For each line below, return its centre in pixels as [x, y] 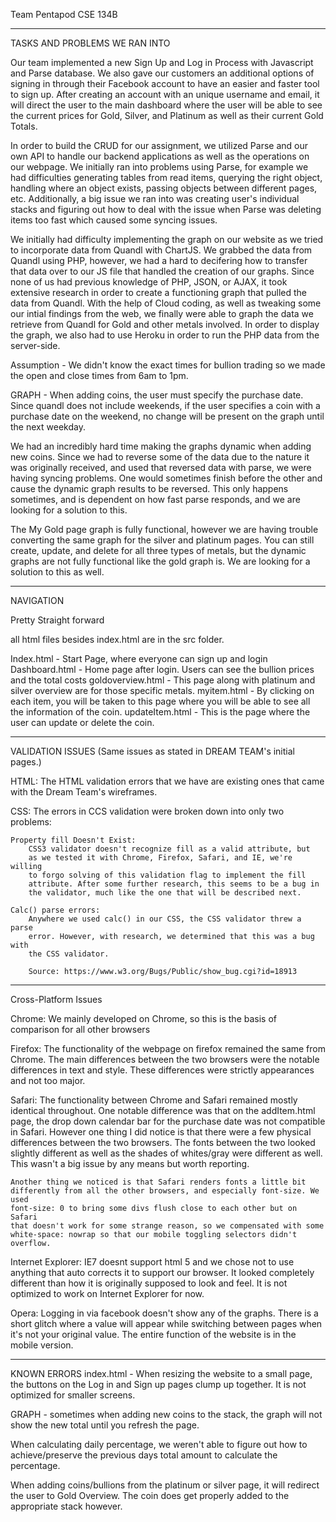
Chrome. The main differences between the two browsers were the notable [165, 1059]
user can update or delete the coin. [82, 722]
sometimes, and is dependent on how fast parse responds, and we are [155, 499]
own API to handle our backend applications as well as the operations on [160, 156]
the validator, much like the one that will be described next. [165, 893]
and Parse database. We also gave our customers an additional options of [162, 73]
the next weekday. [48, 427]
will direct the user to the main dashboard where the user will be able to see [166, 105]
